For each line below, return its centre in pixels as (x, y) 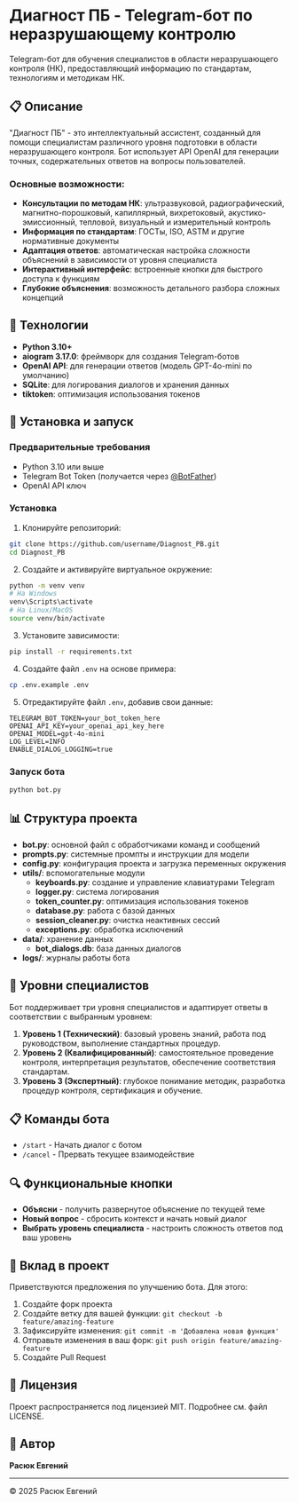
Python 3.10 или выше (63, 466)
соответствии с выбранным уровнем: (81, 1017)
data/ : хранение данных (67, 938)
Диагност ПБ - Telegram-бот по (131, 16)
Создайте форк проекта (67, 1304)
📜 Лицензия (43, 1385)
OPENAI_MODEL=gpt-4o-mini (57, 733)
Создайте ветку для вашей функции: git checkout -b (122, 1313)
